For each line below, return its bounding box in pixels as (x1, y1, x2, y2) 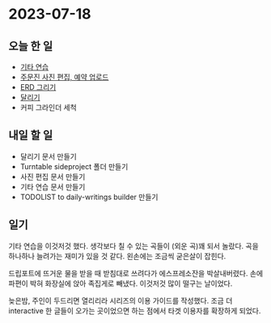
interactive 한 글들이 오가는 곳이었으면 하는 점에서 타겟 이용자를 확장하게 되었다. (8, 305, 261, 316)
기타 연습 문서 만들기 (19, 181, 86, 191)
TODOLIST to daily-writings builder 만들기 (19, 192, 159, 202)
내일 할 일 (8, 129, 53, 142)
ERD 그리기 (19, 83, 57, 91)
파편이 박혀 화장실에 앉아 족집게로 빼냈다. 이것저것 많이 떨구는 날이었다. (8, 278, 233, 288)
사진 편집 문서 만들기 (19, 172, 86, 181)
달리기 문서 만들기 (19, 151, 77, 161)
